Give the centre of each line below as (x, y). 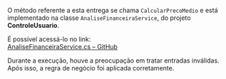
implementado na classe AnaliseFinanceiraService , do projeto (99, 18)
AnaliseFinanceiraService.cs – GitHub (62, 47)
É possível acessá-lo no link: (49, 39)
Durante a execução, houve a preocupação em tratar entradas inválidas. (113, 60)
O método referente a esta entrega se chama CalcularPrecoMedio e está (113, 10)
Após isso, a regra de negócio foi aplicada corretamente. (91, 68)
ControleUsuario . (33, 25)
